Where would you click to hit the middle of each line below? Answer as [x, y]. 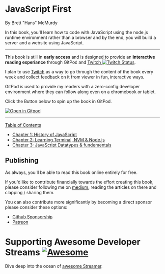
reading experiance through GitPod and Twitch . [70, 62]
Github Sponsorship [32, 217]
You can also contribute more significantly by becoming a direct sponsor [79, 202]
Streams [23, 252]
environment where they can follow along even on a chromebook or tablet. [81, 92]
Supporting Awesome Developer [73, 242]
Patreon [20, 222]
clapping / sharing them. [30, 192]
